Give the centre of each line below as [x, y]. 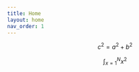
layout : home [26, 20]
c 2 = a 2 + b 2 [115, 47]
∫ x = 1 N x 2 [115, 62]
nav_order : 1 [26, 26]
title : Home [24, 13]
